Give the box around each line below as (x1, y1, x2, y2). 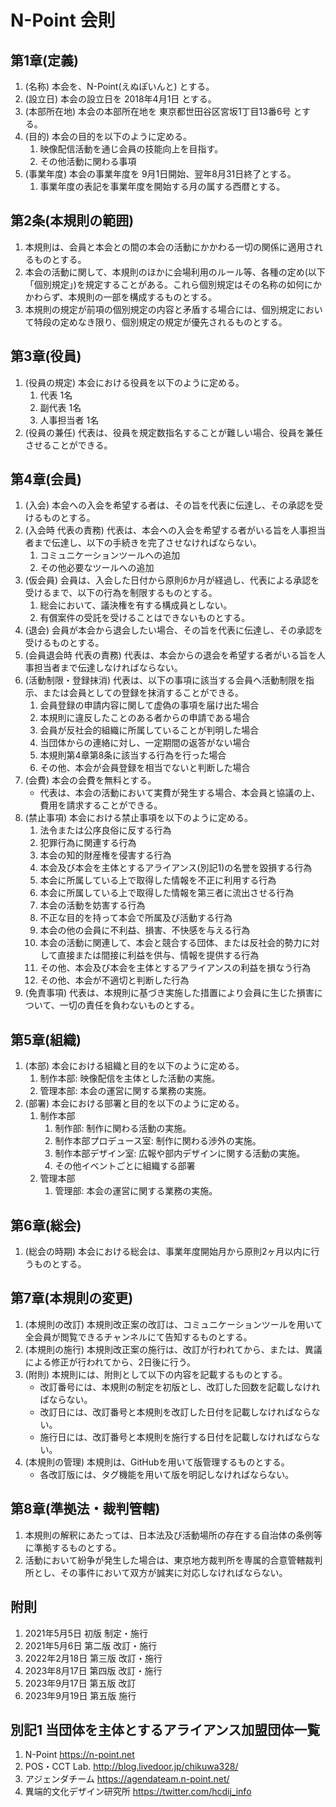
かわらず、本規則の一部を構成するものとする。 (24, 291, 218, 303)
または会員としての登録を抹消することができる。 (42, 687, 245, 699)
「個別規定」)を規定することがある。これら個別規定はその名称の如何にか (24, 278, 322, 290)
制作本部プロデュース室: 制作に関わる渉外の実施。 (54, 1135, 262, 1147)
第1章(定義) (10, 52, 79, 69)
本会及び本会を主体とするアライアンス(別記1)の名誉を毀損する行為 (39, 862, 313, 874)
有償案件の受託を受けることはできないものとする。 (39, 612, 251, 624)
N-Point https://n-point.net (24, 1749, 135, 1761)
